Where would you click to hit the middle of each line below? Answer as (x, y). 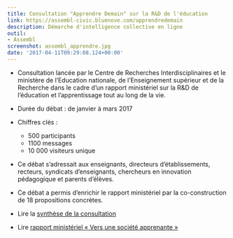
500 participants (51, 135)
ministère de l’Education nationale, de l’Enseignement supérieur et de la (120, 80)
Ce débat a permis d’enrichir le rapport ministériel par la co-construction (122, 192)
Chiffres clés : (37, 122)
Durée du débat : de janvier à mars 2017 (75, 108)
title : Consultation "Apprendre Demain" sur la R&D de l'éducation (108, 14)
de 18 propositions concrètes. (60, 199)
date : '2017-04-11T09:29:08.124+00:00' (65, 53)
